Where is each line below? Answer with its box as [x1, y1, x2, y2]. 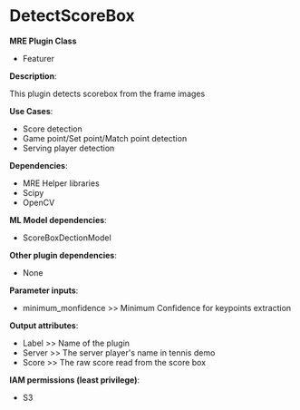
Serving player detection [22, 142, 115, 153]
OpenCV [22, 197, 55, 208]
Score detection [22, 123, 83, 134]
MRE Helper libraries [22, 178, 100, 189]
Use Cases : [9, 105, 53, 116]
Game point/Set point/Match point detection [22, 132, 188, 143]
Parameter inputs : [9, 285, 79, 296]
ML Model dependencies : [9, 214, 107, 225]
